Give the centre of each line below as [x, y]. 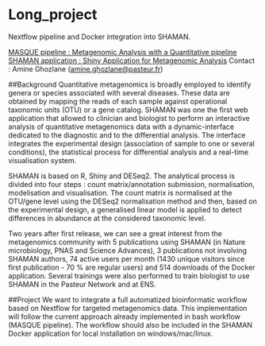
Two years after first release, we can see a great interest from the [115, 233]
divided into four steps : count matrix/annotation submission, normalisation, [132, 184]
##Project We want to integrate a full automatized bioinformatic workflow [128, 299]
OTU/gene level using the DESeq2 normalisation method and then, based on [133, 201]
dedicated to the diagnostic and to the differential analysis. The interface [127, 135]
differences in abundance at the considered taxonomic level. [107, 218]
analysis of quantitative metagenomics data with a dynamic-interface [121, 126]
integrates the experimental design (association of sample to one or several [132, 143]
